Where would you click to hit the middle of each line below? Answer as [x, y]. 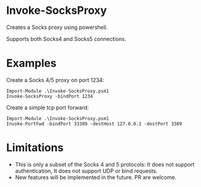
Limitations [35, 148]
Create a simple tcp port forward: [48, 107]
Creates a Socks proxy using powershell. [57, 27]
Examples [31, 63]
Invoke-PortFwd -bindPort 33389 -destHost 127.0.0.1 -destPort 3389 [94, 124]
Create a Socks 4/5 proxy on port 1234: [55, 80]
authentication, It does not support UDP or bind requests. [86, 171]
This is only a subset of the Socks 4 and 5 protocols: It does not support [105, 164]
